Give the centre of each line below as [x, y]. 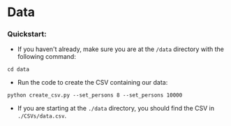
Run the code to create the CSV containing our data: [92, 83]
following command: [47, 57]
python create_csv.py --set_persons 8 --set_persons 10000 [95, 95]
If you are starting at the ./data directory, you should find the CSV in [116, 108]
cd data [18, 70]
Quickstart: [27, 34]
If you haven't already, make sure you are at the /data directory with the [121, 49]
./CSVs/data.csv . [42, 115]
